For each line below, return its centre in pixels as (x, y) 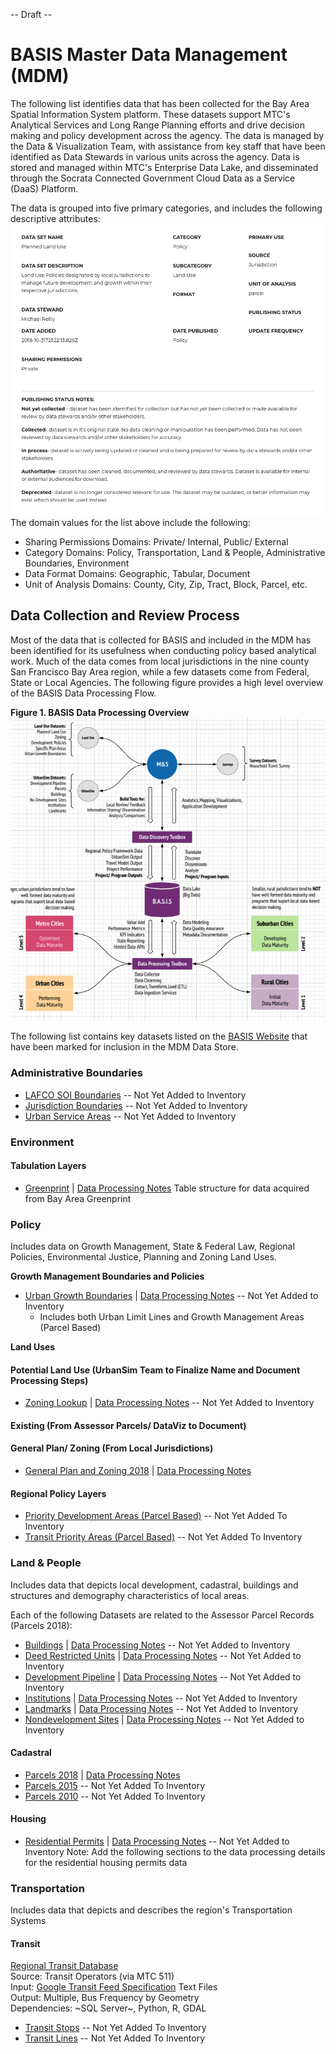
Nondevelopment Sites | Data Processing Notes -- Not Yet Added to (164, 1719)
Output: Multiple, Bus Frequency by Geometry (105, 1998)
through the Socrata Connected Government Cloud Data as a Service (153, 178)
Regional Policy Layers (58, 1493)
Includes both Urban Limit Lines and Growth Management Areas (172, 1317)
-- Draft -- (31, 14)
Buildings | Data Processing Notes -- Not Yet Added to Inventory (157, 1645)
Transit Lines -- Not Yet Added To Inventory (114, 2038)
